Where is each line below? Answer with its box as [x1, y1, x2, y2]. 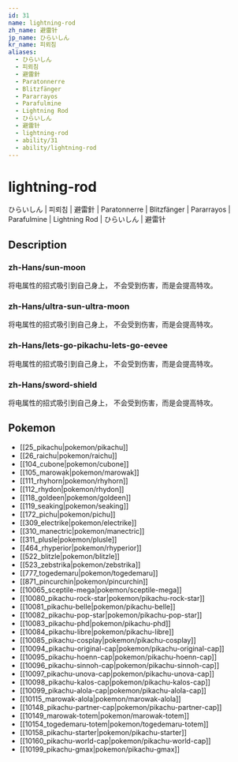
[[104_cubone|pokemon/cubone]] [19, 459, 129, 468]
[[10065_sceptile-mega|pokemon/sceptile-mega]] [19, 585, 182, 595]
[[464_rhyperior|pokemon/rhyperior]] [19, 542, 142, 553]
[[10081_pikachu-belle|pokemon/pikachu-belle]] [19, 602, 176, 611]
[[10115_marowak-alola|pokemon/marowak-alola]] [19, 694, 181, 704]
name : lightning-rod [8, 19, 76, 27]
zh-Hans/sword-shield [8, 379, 98, 390]
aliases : [8, 48, 37, 56]
